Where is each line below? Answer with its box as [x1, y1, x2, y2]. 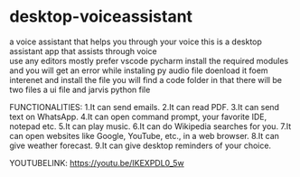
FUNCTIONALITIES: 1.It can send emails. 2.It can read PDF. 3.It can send [9, 101, 280, 112]
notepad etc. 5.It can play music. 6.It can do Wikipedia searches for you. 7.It [9, 120, 292, 132]
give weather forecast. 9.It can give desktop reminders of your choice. [9, 140, 272, 151]
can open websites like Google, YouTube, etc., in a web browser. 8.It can [9, 130, 280, 141]
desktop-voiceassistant [9, 6, 192, 27]
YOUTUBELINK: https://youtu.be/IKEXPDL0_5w [9, 157, 185, 168]
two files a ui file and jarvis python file [9, 84, 151, 95]
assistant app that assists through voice [9, 45, 158, 56]
